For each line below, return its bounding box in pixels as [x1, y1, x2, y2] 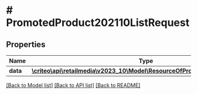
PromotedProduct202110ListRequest [6, 16, 189, 29]
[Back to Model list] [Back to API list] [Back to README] [6, 82, 141, 89]
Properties [6, 39, 46, 49]
